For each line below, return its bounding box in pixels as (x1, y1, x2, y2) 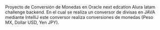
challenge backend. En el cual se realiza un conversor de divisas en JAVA (5, 9, 156, 15)
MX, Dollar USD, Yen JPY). (5, 19, 59, 25)
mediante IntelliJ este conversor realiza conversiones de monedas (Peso (5, 15, 154, 20)
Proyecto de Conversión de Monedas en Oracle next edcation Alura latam (5, 4, 156, 10)
